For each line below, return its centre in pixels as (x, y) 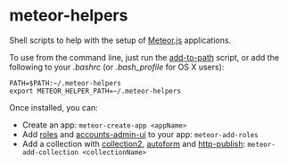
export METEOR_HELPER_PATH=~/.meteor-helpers (95, 91)
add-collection (50, 152)
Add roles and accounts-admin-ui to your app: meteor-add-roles (140, 134)
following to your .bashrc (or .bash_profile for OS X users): (117, 67)
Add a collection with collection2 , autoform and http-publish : (134, 143)
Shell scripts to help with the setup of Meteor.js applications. (120, 40)
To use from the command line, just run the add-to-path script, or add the (144, 57)
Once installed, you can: (53, 107)
